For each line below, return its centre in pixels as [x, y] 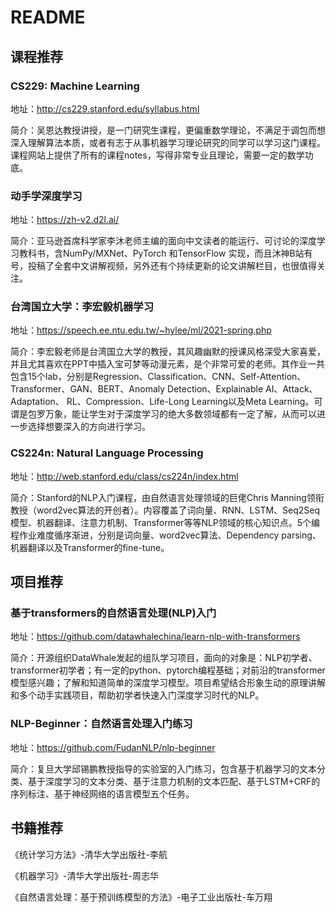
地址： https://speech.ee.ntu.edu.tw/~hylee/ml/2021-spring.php [141, 330]
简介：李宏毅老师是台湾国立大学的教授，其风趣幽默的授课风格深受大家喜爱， [168, 352]
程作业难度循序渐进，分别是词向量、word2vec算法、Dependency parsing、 [166, 535]
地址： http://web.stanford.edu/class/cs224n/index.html [124, 476]
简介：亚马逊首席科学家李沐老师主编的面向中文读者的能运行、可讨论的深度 [163, 241]
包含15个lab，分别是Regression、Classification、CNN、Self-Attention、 [158, 377]
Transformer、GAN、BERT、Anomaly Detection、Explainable [137, 389]
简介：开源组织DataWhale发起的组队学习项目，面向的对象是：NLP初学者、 [164, 658]
